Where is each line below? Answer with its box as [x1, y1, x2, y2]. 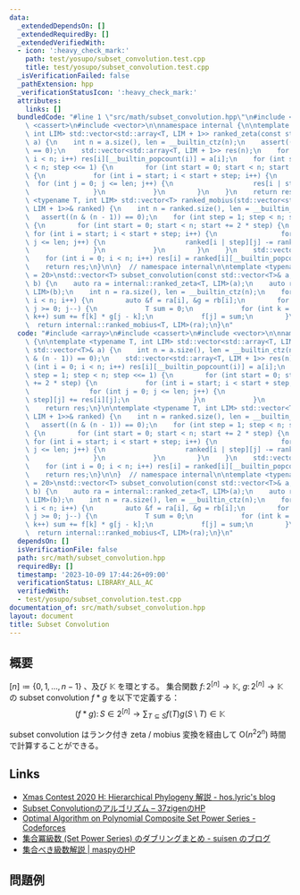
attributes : [17, 96, 62, 106]
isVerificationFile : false [17, 545, 118, 554]
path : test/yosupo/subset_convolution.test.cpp [25, 55, 205, 63]
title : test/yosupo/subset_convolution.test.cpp [25, 63, 210, 72]
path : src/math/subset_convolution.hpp [17, 553, 166, 562]
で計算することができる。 [9, 740, 104, 751]
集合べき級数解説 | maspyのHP [21, 844, 136, 855]
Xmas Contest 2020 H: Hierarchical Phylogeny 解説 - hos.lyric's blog [21, 791, 276, 802]
